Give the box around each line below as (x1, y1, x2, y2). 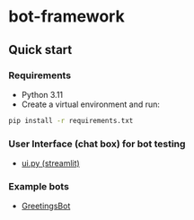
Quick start (8, 42, 73, 57)
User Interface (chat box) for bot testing (8, 137, 186, 150)
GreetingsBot (21, 200, 71, 212)
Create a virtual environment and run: (21, 99, 161, 110)
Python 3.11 (21, 89, 64, 100)
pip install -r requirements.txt (8, 116, 134, 125)
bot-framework (8, 6, 125, 27)
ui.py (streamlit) (21, 158, 80, 169)
